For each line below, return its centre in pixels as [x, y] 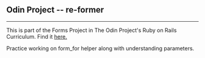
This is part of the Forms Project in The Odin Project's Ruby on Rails [92, 30]
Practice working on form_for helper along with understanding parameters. [100, 48]
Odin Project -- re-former [55, 10]
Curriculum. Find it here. [37, 36]
